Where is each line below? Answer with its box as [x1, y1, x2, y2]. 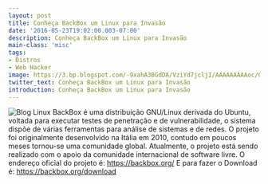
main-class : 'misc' [8, 41, 73, 49]
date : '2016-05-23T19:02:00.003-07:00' [8, 26, 141, 34]
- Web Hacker [8, 64, 52, 72]
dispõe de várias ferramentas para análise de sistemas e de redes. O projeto [8, 124, 259, 134]
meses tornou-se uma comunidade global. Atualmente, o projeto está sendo [8, 141, 258, 151]
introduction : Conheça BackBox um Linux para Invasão [8, 85, 191, 94]
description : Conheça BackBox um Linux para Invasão [8, 33, 187, 42]
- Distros [8, 57, 41, 65]
